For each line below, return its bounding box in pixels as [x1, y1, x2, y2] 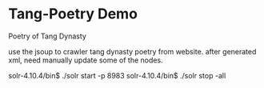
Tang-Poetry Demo [8, 5, 138, 23]
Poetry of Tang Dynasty [8, 31, 86, 41]
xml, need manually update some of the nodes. [8, 55, 163, 65]
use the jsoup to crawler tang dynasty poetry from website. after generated [8, 46, 257, 56]
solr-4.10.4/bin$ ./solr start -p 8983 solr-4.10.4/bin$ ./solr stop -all [8, 70, 226, 80]
